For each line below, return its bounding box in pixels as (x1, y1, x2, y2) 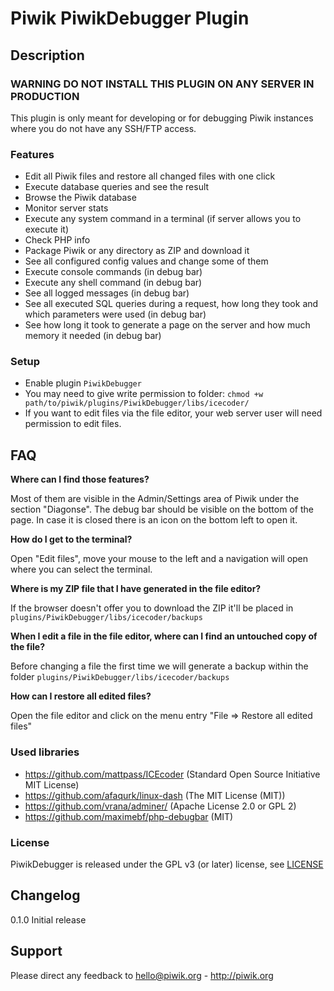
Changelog (10, 887, 81, 904)
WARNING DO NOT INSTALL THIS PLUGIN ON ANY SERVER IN (10, 77, 315, 91)
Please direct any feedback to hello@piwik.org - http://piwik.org (10, 969, 274, 981)
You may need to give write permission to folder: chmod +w (24, 388, 264, 400)
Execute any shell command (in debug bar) (24, 277, 203, 289)
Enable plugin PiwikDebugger (24, 377, 142, 389)
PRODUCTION (10, 89, 80, 103)
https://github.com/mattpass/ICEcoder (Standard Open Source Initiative (24, 768, 321, 780)
